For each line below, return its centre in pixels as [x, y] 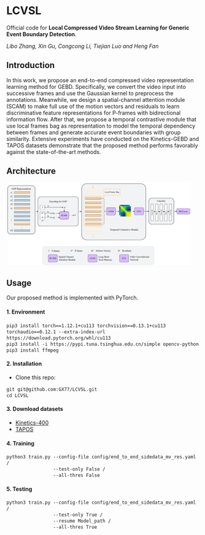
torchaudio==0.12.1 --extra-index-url [56, 332]
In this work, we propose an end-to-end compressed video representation [100, 80]
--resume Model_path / [82, 521]
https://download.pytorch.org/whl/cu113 [59, 338]
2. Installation [24, 364]
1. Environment [26, 312]
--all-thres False [76, 475]
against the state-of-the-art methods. [54, 152]
